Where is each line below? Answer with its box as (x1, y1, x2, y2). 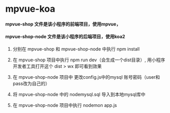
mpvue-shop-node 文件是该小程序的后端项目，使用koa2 (5, 34, 126, 40)
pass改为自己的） (12, 80, 50, 86)
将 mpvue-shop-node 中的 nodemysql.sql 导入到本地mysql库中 (12, 91, 145, 97)
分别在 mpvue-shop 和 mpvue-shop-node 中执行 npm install (12, 46, 140, 52)
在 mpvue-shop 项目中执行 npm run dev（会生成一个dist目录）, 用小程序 (12, 57, 165, 63)
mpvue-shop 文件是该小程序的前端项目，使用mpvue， (5, 21, 121, 27)
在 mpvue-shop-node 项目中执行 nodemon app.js (12, 102, 117, 108)
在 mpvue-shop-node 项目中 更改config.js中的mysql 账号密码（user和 (12, 74, 160, 80)
